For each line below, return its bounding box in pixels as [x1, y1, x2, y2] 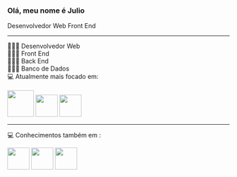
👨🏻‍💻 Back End [7, 57, 49, 66]
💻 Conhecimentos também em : [7, 131, 101, 140]
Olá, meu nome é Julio [7, 6, 85, 16]
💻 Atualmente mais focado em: [7, 73, 99, 81]
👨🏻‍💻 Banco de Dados [7, 64, 70, 73]
